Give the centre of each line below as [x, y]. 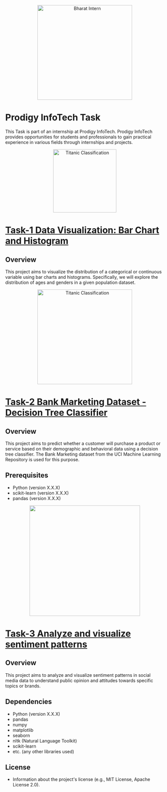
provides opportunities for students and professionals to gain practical [78, 137]
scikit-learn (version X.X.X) [41, 493]
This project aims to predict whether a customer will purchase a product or [83, 443]
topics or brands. [23, 686]
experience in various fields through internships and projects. [69, 142]
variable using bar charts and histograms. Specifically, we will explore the [81, 277]
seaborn [21, 735]
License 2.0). [26, 785]
